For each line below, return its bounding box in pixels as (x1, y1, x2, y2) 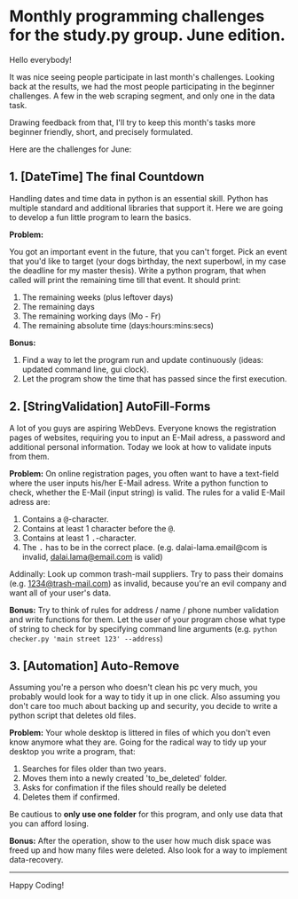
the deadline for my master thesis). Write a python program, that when (9, 264, 266, 276)
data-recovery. (9, 855, 64, 865)
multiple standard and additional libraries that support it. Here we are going (9, 202, 284, 213)
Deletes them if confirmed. (21, 792, 121, 802)
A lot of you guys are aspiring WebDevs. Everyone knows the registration (9, 422, 277, 433)
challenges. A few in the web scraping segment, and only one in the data (9, 91, 276, 101)
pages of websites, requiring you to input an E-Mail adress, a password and (9, 432, 286, 443)
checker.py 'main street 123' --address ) (9, 633, 164, 643)
